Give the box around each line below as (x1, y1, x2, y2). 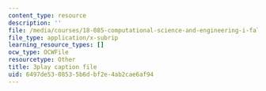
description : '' (8, 19, 62, 27)
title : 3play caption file (8, 63, 97, 71)
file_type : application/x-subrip (8, 33, 119, 42)
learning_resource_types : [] (8, 41, 104, 49)
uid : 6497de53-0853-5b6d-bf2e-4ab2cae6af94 (8, 70, 154, 78)
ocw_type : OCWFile (8, 48, 69, 56)
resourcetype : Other (8, 56, 77, 64)
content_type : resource (8, 11, 87, 20)
